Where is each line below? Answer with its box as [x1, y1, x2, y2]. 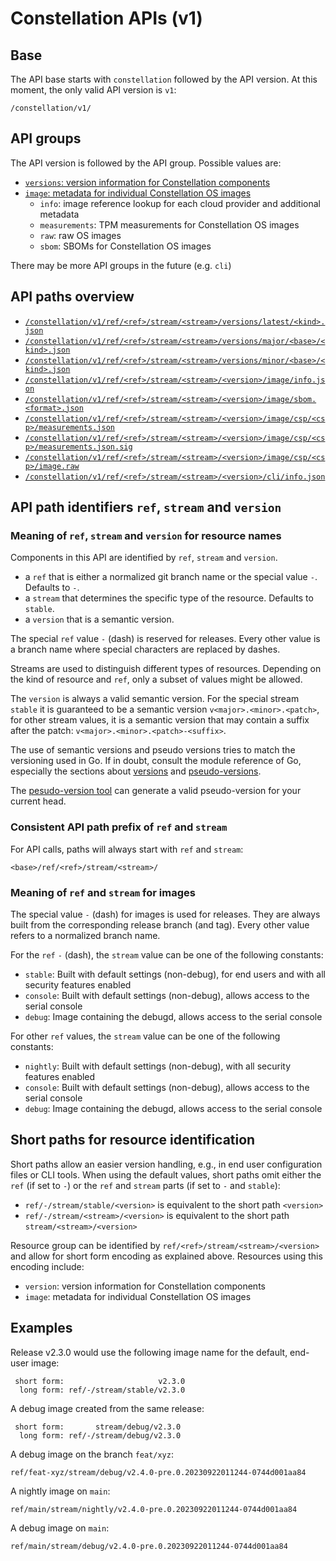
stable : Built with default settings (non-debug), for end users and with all [24, 968, 326, 980]
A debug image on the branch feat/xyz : [10, 1448, 174, 1460]
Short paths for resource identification [10, 1132, 256, 1149]
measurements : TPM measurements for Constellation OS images [39, 218, 300, 231]
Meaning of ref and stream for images [10, 885, 196, 899]
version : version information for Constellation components [24, 1280, 266, 1292]
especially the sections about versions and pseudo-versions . [10, 765, 262, 777]
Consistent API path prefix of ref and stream [10, 820, 228, 834]
